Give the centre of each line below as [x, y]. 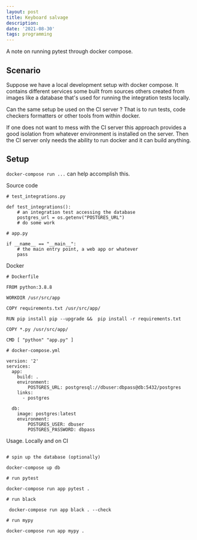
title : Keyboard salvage [37, 17]
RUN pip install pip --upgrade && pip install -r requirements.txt [94, 319]
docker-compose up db [33, 468]
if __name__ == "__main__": [41, 244]
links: [25, 392]
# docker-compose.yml [33, 350]
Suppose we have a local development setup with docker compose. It [92, 84]
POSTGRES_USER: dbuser [56, 424]
